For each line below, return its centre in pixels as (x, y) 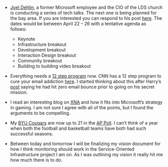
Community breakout (40, 61)
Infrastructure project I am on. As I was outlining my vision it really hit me (86, 154)
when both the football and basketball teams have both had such (78, 128)
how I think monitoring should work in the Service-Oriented (72, 149)
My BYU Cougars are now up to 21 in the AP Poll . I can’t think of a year (84, 123)
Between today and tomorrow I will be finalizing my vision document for (85, 144)
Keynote (26, 39)
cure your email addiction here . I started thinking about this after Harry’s (86, 81)
